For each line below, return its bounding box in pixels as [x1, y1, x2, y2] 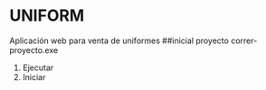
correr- [230, 35, 258, 46]
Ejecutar [22, 62, 54, 73]
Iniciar [22, 71, 46, 82]
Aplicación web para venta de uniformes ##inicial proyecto [9, 35, 229, 46]
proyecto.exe [9, 44, 59, 55]
